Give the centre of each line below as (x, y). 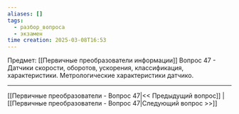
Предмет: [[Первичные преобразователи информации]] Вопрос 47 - (112, 60)
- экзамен (28, 34)
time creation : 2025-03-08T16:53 (57, 40)
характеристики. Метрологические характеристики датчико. (101, 76)
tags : (15, 21)
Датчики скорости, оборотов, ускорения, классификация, (96, 68)
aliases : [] (25, 14)
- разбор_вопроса (39, 27)
